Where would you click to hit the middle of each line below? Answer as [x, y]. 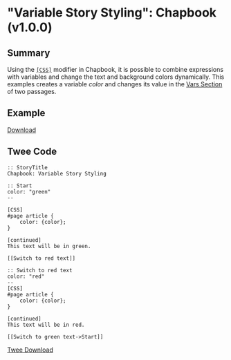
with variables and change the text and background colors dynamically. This [116, 77]
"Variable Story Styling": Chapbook [112, 13]
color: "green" [29, 191]
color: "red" [26, 276]
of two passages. [32, 92]
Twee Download [30, 350]
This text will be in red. [46, 325]
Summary [29, 53]
